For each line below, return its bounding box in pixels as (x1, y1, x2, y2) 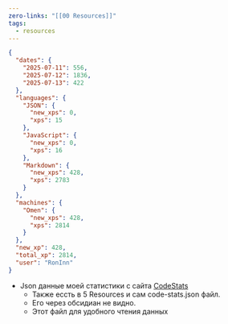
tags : (8, 19, 26, 27)
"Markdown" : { (22, 161, 70, 169)
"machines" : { (15, 198, 63, 206)
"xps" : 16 (29, 146, 63, 154)
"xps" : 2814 (29, 221, 70, 230)
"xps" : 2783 (29, 177, 70, 185)
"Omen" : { (22, 206, 56, 214)
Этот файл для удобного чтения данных (31, 306, 169, 316)
